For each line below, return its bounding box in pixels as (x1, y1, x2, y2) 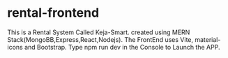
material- (195, 35, 221, 43)
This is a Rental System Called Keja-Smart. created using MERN (7, 28, 190, 36)
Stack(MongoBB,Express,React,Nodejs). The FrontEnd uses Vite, (7, 35, 194, 43)
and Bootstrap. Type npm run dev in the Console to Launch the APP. (24, 43, 220, 51)
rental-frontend (7, 5, 100, 21)
